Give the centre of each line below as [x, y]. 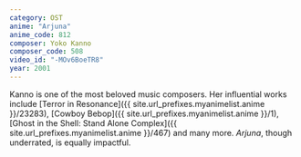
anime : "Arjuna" [40, 26]
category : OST [36, 18]
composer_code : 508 [47, 52]
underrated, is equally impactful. [70, 142]
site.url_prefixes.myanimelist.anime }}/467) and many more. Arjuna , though [151, 132]
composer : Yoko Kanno [51, 43]
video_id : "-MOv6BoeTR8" [57, 60]
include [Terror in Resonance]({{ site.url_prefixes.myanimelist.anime [137, 103]
